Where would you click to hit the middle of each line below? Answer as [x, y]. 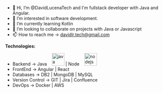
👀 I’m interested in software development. [55, 18]
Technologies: [20, 46]
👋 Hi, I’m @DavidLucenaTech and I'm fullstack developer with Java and [85, 8]
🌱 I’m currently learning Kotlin [43, 23]
